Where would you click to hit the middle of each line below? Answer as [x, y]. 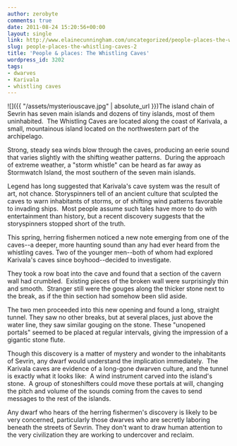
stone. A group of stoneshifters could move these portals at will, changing [116, 384]
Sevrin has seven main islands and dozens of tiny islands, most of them [111, 114]
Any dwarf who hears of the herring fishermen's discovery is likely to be [112, 412]
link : [15, 40]
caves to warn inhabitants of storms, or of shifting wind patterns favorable [115, 201]
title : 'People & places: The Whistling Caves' [79, 54]
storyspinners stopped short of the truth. [66, 224]
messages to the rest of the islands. [59, 399]
